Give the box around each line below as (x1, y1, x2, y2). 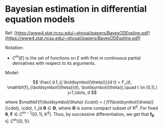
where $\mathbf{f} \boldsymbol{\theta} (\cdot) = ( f (5, 99, 108, 105)
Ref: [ (5, 30, 16, 36)
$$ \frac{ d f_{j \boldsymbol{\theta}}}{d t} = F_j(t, (32, 79, 132, 85)
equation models (5, 14, 75, 25)
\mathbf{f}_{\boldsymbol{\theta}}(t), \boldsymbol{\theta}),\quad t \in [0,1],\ (7, 84, 158, 90)
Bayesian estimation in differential (5, 3, 147, 15)
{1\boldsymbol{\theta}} (107, 99, 154, 105)
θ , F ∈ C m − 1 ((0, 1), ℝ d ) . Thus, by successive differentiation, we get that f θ (5, 110, 154, 118)
